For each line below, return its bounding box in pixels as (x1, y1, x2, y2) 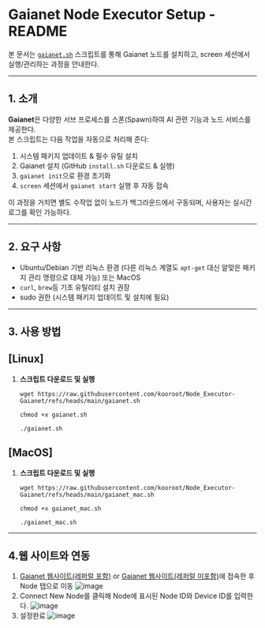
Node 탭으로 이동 (19, 581, 73, 591)
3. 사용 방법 (8, 325, 62, 338)
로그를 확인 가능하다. (8, 207, 72, 216)
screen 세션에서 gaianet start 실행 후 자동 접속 (19, 180, 170, 190)
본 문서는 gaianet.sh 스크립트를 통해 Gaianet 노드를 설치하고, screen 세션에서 (8, 49, 251, 58)
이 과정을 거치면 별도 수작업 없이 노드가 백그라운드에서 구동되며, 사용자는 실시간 (8, 197, 252, 207)
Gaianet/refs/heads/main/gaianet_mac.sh (19, 491, 155, 498)
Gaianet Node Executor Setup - (8, 6, 216, 24)
